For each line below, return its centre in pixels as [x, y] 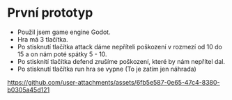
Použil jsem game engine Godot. [64, 32]
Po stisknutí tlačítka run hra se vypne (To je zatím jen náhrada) [107, 69]
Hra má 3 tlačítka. [42, 39]
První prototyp [50, 13]
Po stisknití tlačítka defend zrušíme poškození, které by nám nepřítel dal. [121, 61]
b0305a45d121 [29, 90]
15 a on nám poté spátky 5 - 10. [62, 54]
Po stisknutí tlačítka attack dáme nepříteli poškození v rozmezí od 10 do [120, 47]
